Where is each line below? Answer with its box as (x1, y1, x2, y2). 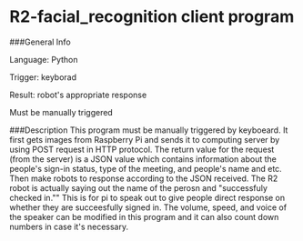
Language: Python (9, 54, 79, 65)
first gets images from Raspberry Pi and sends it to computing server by (9, 134, 280, 145)
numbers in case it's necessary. (9, 221, 129, 232)
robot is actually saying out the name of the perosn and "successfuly (9, 182, 268, 193)
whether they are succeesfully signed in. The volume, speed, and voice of (9, 202, 288, 213)
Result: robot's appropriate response (9, 89, 147, 100)
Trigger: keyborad (9, 71, 77, 83)
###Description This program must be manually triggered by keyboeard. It (9, 125, 288, 136)
